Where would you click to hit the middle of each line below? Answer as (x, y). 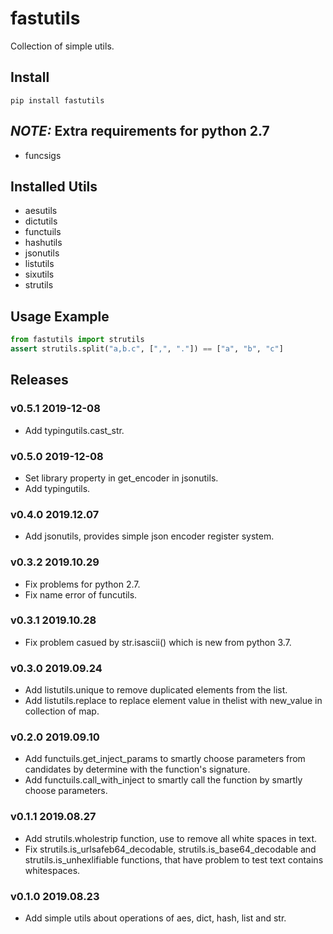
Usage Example (60, 316)
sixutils (39, 274)
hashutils (43, 243)
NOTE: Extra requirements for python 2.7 (140, 131)
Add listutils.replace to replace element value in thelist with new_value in (173, 701)
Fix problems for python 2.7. (82, 584)
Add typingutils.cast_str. (74, 430)
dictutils (41, 221)
